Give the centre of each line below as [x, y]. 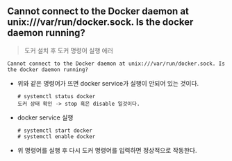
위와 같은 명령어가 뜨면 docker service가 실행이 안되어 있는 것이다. [108, 83]
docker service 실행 [45, 117]
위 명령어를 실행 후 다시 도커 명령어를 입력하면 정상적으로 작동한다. [107, 150]
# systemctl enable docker [56, 136]
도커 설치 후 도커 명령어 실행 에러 [68, 50]
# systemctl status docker [56, 96]
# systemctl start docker [55, 131]
